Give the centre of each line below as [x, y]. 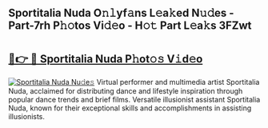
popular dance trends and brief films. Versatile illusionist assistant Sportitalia [134, 100]
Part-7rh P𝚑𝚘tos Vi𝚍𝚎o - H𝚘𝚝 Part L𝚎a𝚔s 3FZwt [130, 26]
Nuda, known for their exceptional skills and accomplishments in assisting [130, 108]
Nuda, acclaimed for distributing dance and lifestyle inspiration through [126, 91]
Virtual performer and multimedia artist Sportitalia [178, 82]
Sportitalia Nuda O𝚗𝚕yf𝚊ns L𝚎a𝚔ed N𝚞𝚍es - [121, 13]
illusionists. [27, 116]
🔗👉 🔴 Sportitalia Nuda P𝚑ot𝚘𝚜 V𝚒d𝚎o [106, 59]
